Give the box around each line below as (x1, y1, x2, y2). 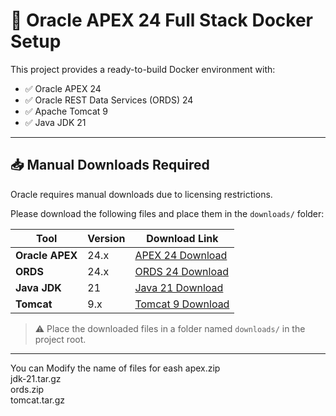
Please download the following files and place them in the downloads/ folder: (10, 207, 325, 219)
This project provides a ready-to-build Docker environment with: (10, 63, 276, 75)
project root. (34, 333, 87, 345)
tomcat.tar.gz (10, 394, 65, 406)
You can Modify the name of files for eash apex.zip (10, 362, 221, 374)
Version (87, 231, 126, 245)
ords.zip (10, 383, 45, 395)
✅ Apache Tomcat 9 (24, 105, 108, 117)
